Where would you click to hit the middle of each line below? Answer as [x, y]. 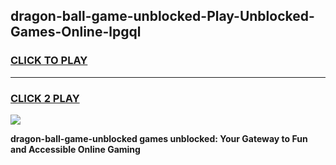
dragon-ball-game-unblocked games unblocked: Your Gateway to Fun [159, 138]
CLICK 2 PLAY [45, 98]
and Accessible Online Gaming [75, 149]
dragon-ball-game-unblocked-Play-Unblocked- [162, 16]
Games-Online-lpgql [76, 32]
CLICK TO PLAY [49, 61]
